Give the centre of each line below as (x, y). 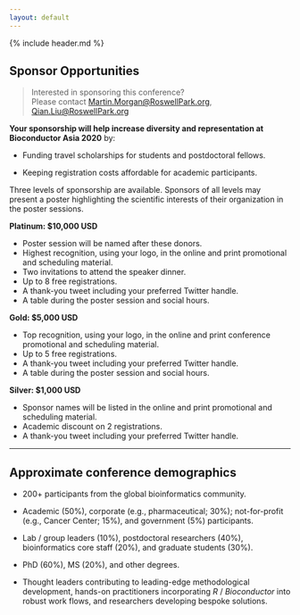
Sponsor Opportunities (75, 71)
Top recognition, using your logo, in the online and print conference (146, 335)
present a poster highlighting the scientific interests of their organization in (146, 199)
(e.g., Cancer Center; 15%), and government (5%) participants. (138, 521)
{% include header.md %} (57, 43)
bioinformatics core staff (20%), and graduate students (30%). (137, 548)
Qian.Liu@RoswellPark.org (80, 112)
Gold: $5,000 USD (44, 318)
